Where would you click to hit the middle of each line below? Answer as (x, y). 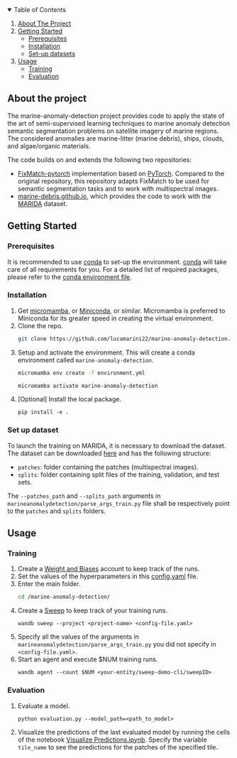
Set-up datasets (52, 54)
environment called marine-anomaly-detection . (86, 359)
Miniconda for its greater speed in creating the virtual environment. (116, 318)
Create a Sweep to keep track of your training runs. (93, 611)
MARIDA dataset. (43, 203)
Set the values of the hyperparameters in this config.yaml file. (108, 576)
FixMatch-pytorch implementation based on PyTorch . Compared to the (121, 173)
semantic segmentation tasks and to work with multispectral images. (118, 188)
